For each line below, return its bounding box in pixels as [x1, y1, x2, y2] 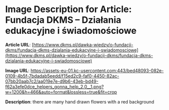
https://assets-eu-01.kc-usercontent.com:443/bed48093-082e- [30, 67, 164, 74]
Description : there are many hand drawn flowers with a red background [5, 98, 154, 104]
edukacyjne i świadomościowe [5, 25, 137, 36]
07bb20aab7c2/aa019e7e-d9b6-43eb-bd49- [5, 78, 99, 84]
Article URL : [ [5, 41, 34, 47]
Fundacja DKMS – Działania [5, 14, 122, 26]
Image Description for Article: [5, 4, 132, 15]
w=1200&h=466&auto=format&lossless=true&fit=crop [5, 89, 117, 95]
